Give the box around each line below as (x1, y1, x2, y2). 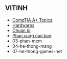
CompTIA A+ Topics (12, 17, 53, 23)
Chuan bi (12, 27, 31, 33)
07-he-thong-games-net (12, 48, 62, 54)
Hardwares (12, 22, 35, 28)
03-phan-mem (12, 38, 42, 44)
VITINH (5, 4, 28, 12)
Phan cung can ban (12, 32, 52, 38)
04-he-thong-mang (12, 43, 52, 49)
